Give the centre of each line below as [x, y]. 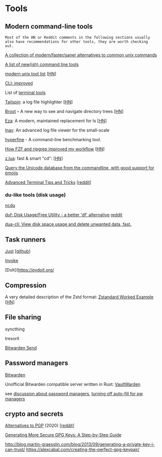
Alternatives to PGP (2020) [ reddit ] [40, 425]
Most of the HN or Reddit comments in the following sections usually [78, 37]
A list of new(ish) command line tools [42, 64]
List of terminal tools [25, 92]
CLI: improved [19, 83]
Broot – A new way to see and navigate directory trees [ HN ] [64, 111]
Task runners [25, 239]
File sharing [23, 318]
